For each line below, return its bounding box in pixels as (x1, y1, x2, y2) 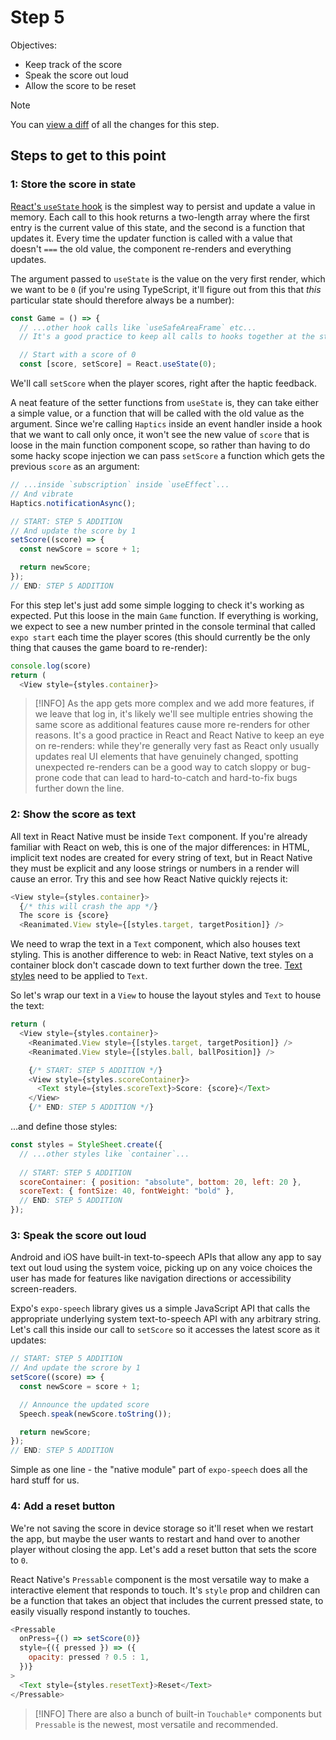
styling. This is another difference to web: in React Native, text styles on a (10, 949, 314, 961)
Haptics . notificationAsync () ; (10, 498, 137, 508)
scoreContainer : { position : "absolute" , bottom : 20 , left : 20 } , (19, 1177, 302, 1187)
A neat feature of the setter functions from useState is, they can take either (10, 397, 319, 408)
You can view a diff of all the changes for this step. (10, 118, 220, 130)
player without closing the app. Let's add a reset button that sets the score (10, 1543, 317, 1555)
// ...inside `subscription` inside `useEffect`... (10, 480, 230, 490)
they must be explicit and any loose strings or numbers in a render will (10, 862, 300, 874)
